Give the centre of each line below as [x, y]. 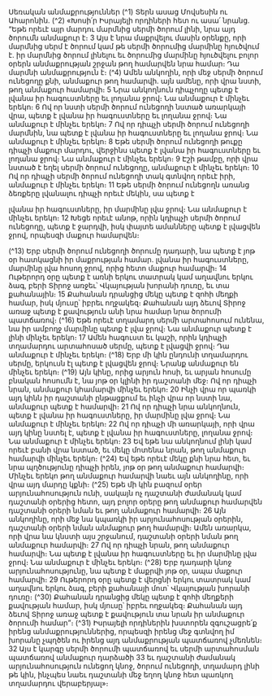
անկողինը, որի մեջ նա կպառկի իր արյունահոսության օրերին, [126, 519]
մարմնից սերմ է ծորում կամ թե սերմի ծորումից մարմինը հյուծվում [134, 46]
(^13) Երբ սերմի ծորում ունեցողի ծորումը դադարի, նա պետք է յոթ [132, 251]
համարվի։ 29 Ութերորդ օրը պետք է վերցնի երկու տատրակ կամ [130, 580]
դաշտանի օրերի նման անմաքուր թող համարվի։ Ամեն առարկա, [130, 527]
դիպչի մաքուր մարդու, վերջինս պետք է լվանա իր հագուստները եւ [135, 150]
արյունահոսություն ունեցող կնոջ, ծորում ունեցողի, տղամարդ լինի [134, 666]
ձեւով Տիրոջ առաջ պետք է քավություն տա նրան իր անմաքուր [127, 614]
